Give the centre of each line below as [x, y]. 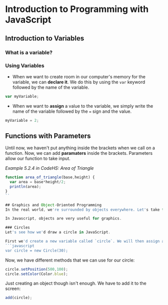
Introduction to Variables [45, 38]
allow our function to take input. [38, 159]
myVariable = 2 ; [22, 120]
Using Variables [25, 66]
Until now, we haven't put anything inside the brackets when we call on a [80, 148]
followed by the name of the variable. [51, 87]
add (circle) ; [19, 298]
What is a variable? [29, 52]
